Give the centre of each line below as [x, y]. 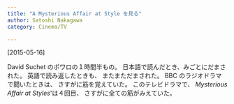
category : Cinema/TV [37, 27]
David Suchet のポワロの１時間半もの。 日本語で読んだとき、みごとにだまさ [117, 67]
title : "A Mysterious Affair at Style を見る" [74, 14]
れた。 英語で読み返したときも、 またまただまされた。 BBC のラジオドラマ [115, 76]
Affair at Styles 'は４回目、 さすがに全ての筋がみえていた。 [92, 93]
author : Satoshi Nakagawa [45, 20]
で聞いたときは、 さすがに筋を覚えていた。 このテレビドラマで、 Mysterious [117, 84]
